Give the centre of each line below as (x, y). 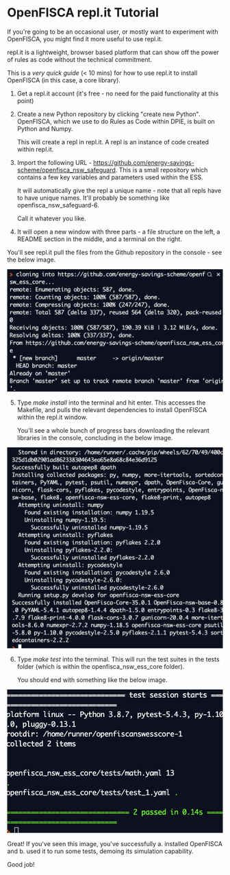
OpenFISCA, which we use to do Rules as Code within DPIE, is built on (116, 121)
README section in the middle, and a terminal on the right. (100, 239)
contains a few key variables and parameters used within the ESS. (110, 177)
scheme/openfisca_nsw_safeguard (66, 170)
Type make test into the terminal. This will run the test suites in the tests (118, 659)
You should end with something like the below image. (92, 680)
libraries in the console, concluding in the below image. (95, 438)
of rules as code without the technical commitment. (80, 59)
